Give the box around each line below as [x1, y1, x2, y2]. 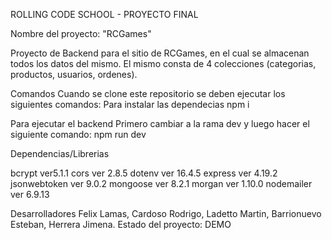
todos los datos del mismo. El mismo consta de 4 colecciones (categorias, [10, 58, 317, 69]
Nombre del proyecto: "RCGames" [10, 28, 152, 39]
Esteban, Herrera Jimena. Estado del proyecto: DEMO [10, 219, 232, 230]
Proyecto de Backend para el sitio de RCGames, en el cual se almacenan [10, 47, 310, 59]
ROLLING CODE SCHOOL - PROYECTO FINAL [10, 9, 199, 20]
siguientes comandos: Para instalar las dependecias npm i [10, 99, 250, 110]
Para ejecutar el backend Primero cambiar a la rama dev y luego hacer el [10, 118, 310, 129]
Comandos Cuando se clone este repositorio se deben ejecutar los [10, 88, 286, 99]
